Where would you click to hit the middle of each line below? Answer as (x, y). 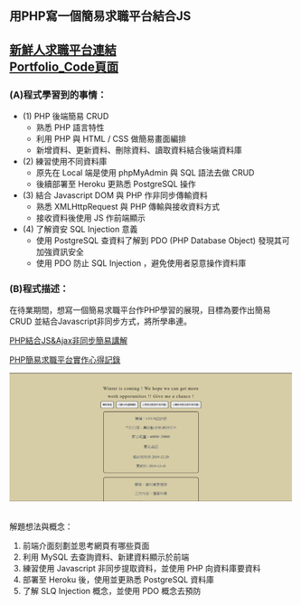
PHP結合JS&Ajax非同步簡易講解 (69, 341)
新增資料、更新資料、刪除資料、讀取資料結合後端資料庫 (139, 150)
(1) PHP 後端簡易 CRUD (66, 117)
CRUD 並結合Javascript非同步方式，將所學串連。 (101, 321)
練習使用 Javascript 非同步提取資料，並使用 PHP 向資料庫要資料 (141, 569)
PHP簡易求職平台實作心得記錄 (65, 360)
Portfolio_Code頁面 (64, 66)
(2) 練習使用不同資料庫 (65, 162)
